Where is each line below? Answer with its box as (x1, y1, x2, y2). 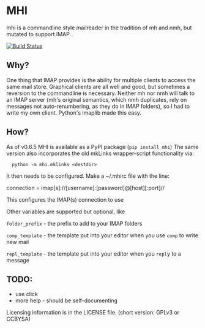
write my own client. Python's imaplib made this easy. (6, 109, 142, 116)
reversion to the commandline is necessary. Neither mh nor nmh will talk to (6, 90, 195, 97)
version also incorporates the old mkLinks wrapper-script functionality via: (6, 150, 194, 157)
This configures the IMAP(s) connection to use (6, 196, 124, 203)
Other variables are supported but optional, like (6, 208, 125, 215)
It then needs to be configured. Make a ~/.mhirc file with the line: (6, 172, 170, 180)
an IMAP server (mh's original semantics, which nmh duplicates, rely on (6, 96, 187, 103)
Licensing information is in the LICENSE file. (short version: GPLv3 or (6, 309, 179, 316)
